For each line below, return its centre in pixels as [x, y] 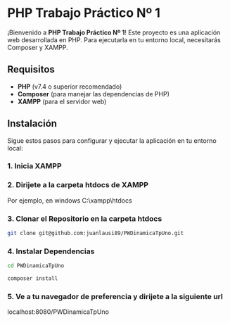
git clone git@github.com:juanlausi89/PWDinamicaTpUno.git [96, 234]
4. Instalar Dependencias [51, 251]
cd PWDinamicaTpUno [36, 266]
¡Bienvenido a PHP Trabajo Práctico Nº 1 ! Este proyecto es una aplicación [114, 32]
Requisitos [31, 69]
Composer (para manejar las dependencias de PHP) [94, 94]
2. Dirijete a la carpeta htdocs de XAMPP [78, 185]
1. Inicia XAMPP [34, 166]
